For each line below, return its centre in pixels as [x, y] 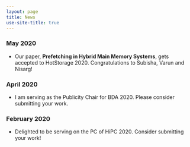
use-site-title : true [33, 23]
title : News [21, 17]
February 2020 [28, 119]
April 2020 [22, 84]
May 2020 [21, 43]
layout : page [22, 12]
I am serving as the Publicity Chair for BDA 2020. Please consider [94, 97]
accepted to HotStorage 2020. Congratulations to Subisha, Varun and [99, 62]
